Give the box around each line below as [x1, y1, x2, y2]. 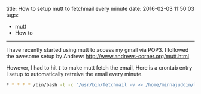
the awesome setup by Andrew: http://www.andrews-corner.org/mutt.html [6, 53, 190, 59]
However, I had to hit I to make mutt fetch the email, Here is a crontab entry [6, 64, 193, 71]
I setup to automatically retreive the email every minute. [6, 71, 143, 77]
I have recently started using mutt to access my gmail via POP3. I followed [6, 46, 189, 53]
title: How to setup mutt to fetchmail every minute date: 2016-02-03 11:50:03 [6, 5, 194, 12]
